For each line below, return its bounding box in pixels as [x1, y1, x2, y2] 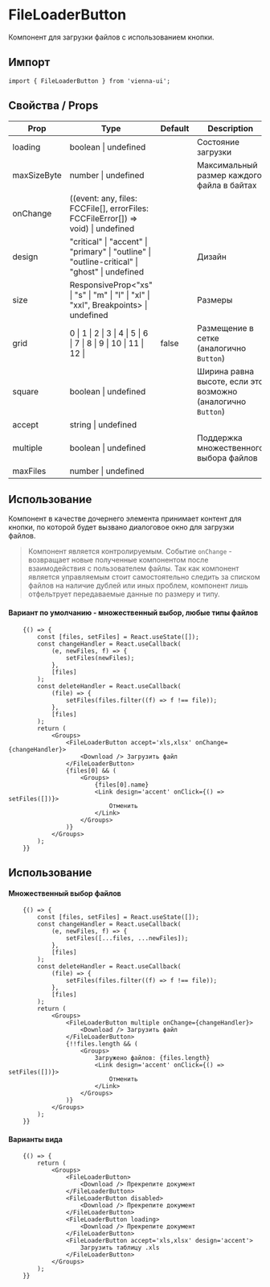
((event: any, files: [69, 192, 138, 204]
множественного [196, 442, 264, 453]
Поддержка [196, 432, 243, 443]
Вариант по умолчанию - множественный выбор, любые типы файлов [8, 608, 259, 617]
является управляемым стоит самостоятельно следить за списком [27, 572, 260, 582]
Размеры [196, 294, 233, 305]
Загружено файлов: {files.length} [94, 1054, 211, 1062]
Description [207, 122, 254, 134]
